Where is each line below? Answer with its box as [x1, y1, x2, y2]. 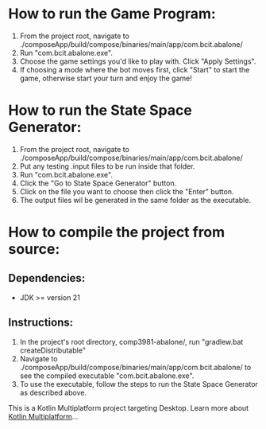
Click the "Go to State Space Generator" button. [19, 178, 177, 188]
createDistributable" [19, 345, 86, 355]
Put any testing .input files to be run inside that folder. [19, 161, 195, 171]
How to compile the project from [8, 224, 226, 241]
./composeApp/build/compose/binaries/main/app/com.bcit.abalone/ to [19, 362, 252, 372]
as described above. [19, 388, 87, 397]
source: [8, 240, 60, 259]
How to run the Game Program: [8, 5, 216, 23]
